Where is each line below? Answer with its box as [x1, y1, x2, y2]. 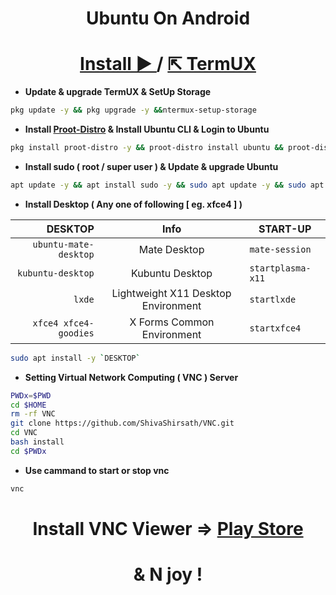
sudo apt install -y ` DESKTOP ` [10, 353, 141, 363]
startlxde [249, 293, 297, 305]
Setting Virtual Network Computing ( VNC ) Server [24, 371, 239, 383]
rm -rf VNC [10, 409, 56, 419]
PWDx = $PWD [10, 390, 52, 401]
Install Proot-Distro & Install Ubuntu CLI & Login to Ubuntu [24, 123, 270, 135]
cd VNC [10, 428, 38, 438]
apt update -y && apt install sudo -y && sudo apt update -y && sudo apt [10, 180, 325, 190]
